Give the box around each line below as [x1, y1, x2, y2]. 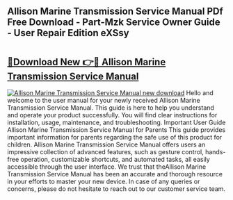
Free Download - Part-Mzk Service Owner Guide [7, 17, 220, 28]
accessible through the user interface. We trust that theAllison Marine [7, 162, 207, 171]
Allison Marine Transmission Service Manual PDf [7, 6, 224, 17]
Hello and [186, 89, 214, 97]
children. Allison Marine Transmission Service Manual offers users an [7, 140, 206, 149]
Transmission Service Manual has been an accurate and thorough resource [7, 170, 223, 178]
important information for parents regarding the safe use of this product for [7, 133, 223, 141]
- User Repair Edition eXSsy [7, 27, 130, 39]
